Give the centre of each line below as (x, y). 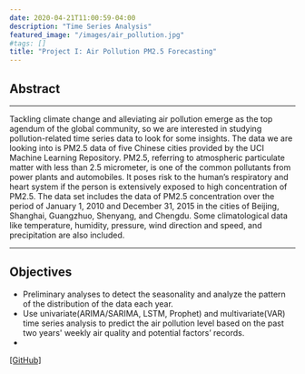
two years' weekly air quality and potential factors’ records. (133, 332)
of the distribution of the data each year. (98, 303)
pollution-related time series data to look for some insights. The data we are (151, 138)
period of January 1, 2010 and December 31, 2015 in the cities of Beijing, (144, 206)
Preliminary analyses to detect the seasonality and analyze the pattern (154, 294)
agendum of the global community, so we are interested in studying (136, 128)
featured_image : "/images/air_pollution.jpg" (97, 35)
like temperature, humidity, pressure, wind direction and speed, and (136, 225)
